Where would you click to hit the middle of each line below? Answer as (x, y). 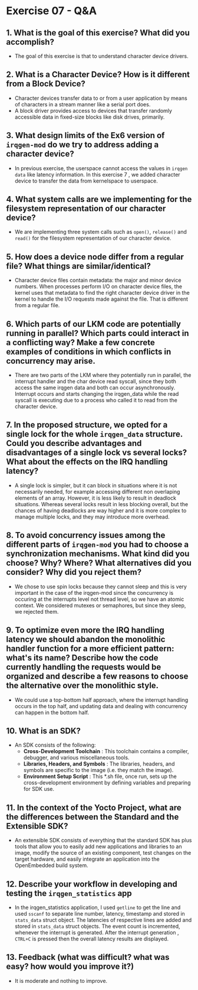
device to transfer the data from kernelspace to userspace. (86, 181)
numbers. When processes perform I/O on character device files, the (98, 286)
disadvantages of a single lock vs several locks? (97, 453)
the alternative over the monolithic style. (82, 685)
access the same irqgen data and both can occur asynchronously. (95, 387)
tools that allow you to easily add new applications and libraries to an (98, 846)
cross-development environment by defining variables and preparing (107, 783)
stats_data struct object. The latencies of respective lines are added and (103, 920)
